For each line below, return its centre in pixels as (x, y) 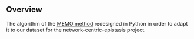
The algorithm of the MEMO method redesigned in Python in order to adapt (97, 23)
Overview (24, 10)
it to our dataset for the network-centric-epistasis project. (76, 30)
